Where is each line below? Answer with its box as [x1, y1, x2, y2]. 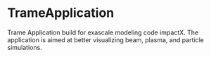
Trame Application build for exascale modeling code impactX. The [7, 28, 199, 37]
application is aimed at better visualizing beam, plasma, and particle [7, 35, 204, 44]
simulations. [7, 43, 42, 51]
